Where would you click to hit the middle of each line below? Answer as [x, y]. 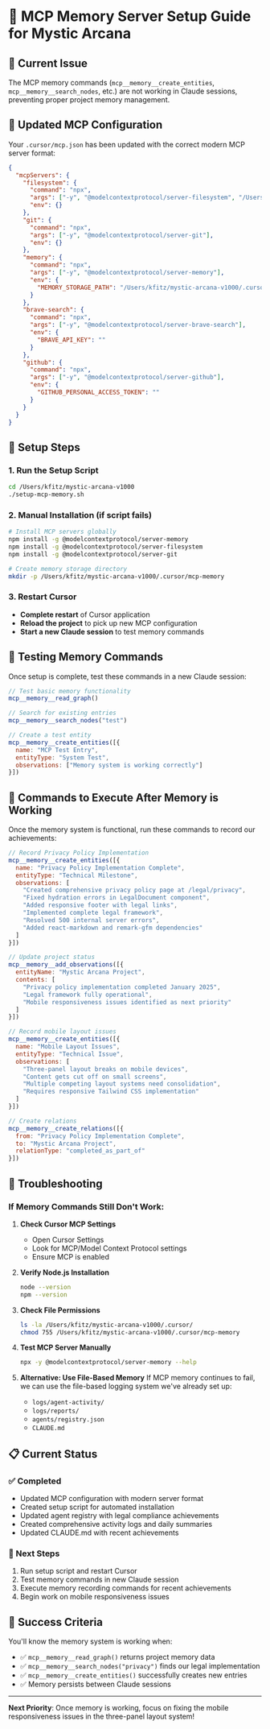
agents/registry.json [68, 1420]
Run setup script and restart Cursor [79, 1571]
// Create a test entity [50, 735]
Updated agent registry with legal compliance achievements [119, 1515]
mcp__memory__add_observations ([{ [66, 965]
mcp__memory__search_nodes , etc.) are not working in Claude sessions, [123, 91]
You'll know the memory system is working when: [90, 1641]
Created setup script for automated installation [97, 1507]
